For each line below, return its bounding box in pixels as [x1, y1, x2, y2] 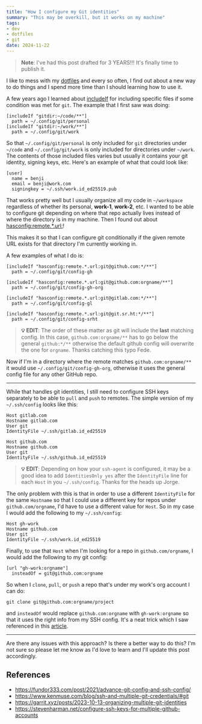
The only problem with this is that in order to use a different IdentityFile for [6, 490, 195, 497]
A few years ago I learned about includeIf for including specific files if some [6, 94, 194, 102]
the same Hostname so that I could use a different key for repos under [6, 496, 176, 503]
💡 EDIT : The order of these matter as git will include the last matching [20, 326, 194, 334]
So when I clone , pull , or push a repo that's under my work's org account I [6, 581, 191, 588]
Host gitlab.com [6, 412, 47, 418]
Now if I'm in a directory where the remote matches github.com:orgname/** [6, 357, 192, 365]
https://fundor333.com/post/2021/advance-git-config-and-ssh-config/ [14, 685, 191, 693]
